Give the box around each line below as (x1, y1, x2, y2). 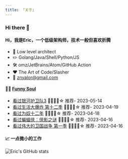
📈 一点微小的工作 (5, 135, 42, 141)
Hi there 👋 (5, 24, 30, 31)
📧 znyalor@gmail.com (12, 74, 58, 81)
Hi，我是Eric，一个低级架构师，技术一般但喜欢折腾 (5, 37, 111, 43)
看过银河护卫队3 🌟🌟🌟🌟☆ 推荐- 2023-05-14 (12, 98, 102, 104)
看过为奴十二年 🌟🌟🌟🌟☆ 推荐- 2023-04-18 (12, 110, 100, 116)
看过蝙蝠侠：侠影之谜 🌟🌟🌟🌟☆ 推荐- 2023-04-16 (12, 116, 113, 122)
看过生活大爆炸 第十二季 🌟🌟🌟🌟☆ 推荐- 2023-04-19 (12, 104, 119, 110)
